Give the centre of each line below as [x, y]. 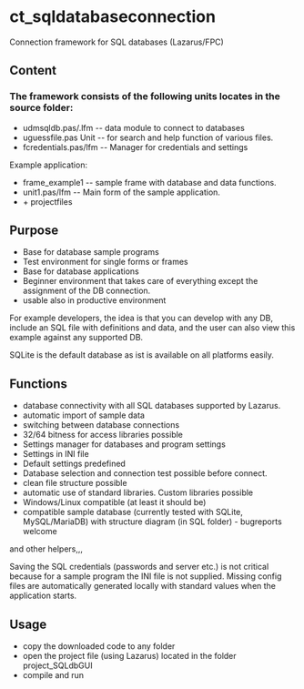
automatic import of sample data [84, 415]
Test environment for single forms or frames [105, 262]
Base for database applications [81, 271]
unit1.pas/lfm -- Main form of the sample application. [122, 192]
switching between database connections [101, 425]
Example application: [49, 165]
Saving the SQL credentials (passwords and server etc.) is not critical [139, 567]
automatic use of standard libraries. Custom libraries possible [138, 492]
